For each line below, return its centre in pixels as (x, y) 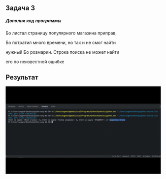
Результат (22, 77)
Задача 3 (20, 8)
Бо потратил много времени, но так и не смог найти (61, 43)
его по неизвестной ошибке (35, 62)
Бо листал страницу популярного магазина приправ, (61, 33)
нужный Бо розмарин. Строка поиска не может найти (63, 52)
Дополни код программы (33, 20)
